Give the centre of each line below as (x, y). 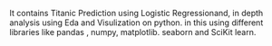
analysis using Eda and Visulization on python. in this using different (136, 23)
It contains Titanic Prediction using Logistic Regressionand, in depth (136, 13)
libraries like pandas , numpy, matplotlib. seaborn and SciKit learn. (133, 32)
